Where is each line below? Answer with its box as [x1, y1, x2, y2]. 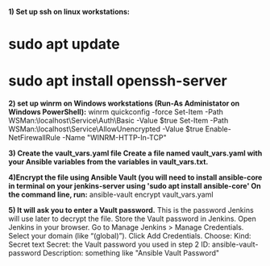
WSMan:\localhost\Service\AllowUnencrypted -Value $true [8, 124, 204, 134]
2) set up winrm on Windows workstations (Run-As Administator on [8, 98, 240, 108]
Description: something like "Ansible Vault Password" [43, 248, 220, 258]
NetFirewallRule [8, 133, 60, 143]
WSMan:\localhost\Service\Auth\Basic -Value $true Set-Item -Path [8, 116, 229, 126]
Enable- [205, 124, 231, 134]
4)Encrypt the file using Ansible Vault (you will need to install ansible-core [8, 172, 263, 182]
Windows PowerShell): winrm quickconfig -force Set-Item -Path [8, 107, 224, 117]
